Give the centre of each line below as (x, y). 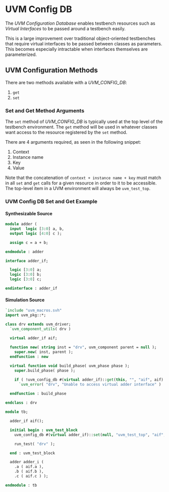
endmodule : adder (24, 252)
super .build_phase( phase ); (45, 371)
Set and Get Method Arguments (45, 110)
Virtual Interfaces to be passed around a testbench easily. (66, 28)
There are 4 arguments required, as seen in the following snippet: (73, 142)
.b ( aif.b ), (29, 472)
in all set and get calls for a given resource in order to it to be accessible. (81, 183)
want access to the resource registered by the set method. (66, 133)
